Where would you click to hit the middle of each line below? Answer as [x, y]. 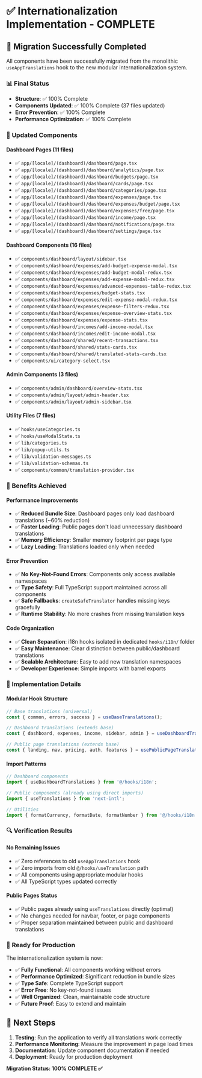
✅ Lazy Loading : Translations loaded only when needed [84, 547]
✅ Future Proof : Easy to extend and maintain [70, 1004]
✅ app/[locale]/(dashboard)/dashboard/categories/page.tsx [91, 190]
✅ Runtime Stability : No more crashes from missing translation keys [100, 614]
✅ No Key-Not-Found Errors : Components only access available [95, 574]
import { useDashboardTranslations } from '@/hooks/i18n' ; [82, 782]
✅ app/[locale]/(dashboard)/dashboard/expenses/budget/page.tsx [97, 204]
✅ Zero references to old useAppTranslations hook [77, 861]
